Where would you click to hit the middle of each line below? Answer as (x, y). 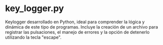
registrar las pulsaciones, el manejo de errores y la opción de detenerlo (77, 32)
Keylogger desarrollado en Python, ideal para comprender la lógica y (75, 22)
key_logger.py (34, 8)
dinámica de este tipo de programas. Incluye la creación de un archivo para (82, 27)
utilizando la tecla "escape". (33, 37)
